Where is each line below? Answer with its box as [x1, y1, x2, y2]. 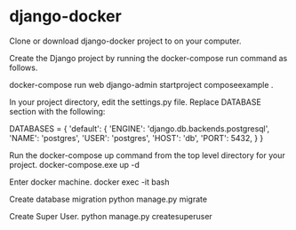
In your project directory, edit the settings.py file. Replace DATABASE [9, 96, 262, 107]
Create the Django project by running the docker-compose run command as [9, 52, 288, 63]
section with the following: [9, 106, 106, 116]
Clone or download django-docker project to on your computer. [9, 36, 242, 46]
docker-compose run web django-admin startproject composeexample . [9, 79, 274, 90]
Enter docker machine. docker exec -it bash [9, 176, 170, 187]
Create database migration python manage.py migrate [9, 194, 207, 204]
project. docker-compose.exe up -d [9, 159, 140, 170]
